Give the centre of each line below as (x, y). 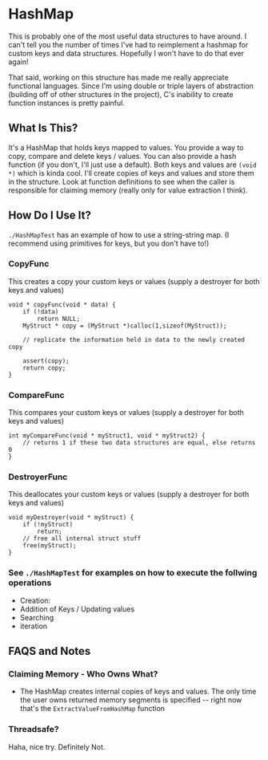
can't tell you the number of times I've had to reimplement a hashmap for (128, 44)
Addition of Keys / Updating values (77, 609)
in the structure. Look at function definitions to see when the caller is (122, 181)
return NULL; (59, 319)
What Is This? (43, 128)
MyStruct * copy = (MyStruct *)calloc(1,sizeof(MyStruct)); (125, 326)
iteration (34, 626)
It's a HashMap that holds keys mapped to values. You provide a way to (126, 147)
